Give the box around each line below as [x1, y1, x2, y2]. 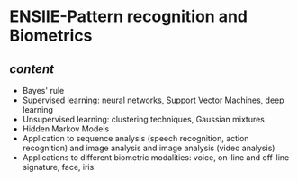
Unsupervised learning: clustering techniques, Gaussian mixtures [22, 114, 266, 124]
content [9, 61, 54, 77]
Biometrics [9, 25, 93, 46]
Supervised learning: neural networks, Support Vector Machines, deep [22, 95, 285, 105]
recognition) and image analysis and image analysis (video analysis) [22, 142, 275, 153]
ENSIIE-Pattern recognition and [9, 6, 248, 27]
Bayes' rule [22, 86, 65, 95]
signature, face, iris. [22, 162, 96, 172]
